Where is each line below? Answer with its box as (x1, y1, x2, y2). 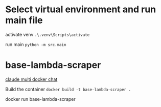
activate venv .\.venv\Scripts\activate (5, 31, 90, 37)
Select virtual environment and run (5, 4, 156, 15)
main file (5, 14, 43, 26)
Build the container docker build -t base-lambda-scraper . (5, 86, 131, 92)
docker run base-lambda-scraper (5, 96, 76, 102)
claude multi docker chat (5, 76, 58, 82)
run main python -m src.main (5, 41, 66, 47)
